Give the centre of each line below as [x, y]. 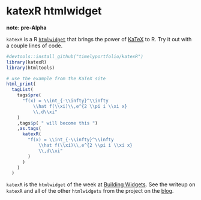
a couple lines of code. [34, 46]
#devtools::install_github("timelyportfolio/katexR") [75, 56]
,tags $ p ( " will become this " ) [57, 123]
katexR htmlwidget [54, 11]
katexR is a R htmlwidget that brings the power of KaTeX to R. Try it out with [99, 39]
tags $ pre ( [29, 95]
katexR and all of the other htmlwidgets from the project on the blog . [90, 191]
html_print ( [21, 84]
